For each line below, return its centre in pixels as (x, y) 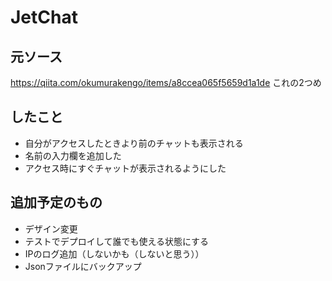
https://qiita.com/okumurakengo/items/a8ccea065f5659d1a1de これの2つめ (166, 82)
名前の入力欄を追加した (73, 155)
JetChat (44, 17)
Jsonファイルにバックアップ (83, 266)
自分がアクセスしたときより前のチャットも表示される (134, 143)
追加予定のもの (56, 202)
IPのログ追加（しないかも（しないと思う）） (114, 253)
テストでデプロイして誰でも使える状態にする (117, 241)
